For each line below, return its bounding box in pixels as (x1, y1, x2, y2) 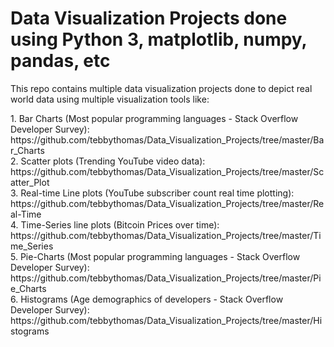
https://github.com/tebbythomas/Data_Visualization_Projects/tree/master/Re (10, 197, 325, 209)
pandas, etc (10, 50, 111, 72)
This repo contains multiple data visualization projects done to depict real (10, 82, 313, 94)
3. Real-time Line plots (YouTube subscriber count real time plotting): (10, 187, 295, 199)
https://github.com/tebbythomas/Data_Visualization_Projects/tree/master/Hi (10, 314, 323, 326)
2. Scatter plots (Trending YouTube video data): (10, 155, 206, 167)
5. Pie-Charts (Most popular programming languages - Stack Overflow (10, 250, 301, 262)
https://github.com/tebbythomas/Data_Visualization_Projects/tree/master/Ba (10, 133, 325, 146)
